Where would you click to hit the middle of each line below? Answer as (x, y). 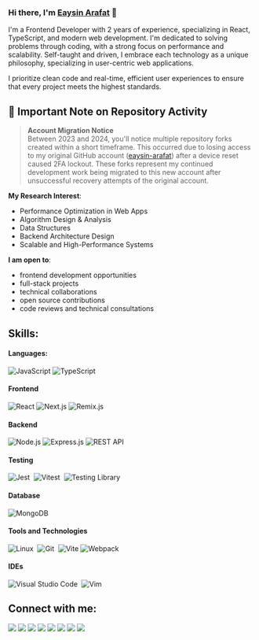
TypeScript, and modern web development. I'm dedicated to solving (118, 38)
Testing (21, 460)
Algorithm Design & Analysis (65, 220)
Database (24, 495)
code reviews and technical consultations (87, 309)
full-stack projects (49, 283)
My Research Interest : (45, 196)
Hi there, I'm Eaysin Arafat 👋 (63, 13)
